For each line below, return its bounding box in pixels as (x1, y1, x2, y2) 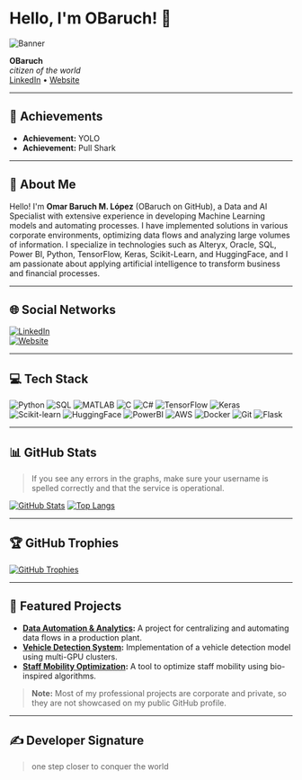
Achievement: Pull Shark (22, 142, 117, 153)
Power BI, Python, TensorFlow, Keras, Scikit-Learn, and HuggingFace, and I (9, 248, 289, 259)
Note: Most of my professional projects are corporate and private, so (31, 687, 288, 698)
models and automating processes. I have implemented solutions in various (9, 220, 289, 230)
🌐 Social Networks (9, 301, 117, 318)
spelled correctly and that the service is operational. (31, 483, 225, 493)
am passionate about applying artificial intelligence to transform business (9, 258, 280, 269)
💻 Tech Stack (9, 371, 89, 386)
